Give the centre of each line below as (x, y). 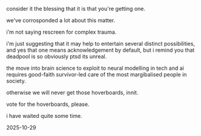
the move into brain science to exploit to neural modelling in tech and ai (95, 68)
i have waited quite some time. (44, 116)
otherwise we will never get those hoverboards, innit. (72, 92)
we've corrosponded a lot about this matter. (61, 20)
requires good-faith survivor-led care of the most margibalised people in (97, 74)
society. (16, 81)
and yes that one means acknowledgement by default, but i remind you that (100, 50)
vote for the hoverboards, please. (48, 104)
